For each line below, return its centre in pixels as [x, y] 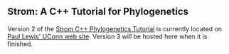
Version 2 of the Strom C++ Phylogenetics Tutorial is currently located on [115, 28]
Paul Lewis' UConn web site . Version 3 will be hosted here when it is [107, 36]
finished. [20, 44]
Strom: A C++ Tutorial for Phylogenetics [98, 12]
